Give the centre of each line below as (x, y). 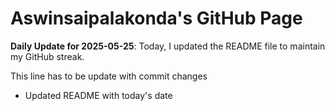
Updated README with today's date (98, 95)
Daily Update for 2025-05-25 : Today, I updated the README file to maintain (168, 46)
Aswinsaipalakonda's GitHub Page (156, 18)
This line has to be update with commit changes (109, 76)
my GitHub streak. (47, 56)
